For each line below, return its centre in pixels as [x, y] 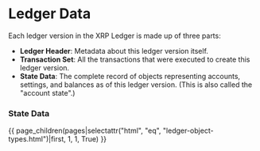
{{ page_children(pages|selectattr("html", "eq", [85, 130]
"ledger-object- [188, 130]
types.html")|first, [37, 139]
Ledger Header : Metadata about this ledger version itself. [114, 51]
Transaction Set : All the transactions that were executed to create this [135, 59]
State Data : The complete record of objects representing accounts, [130, 76]
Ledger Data [50, 14]
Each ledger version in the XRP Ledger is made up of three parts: [114, 36]
